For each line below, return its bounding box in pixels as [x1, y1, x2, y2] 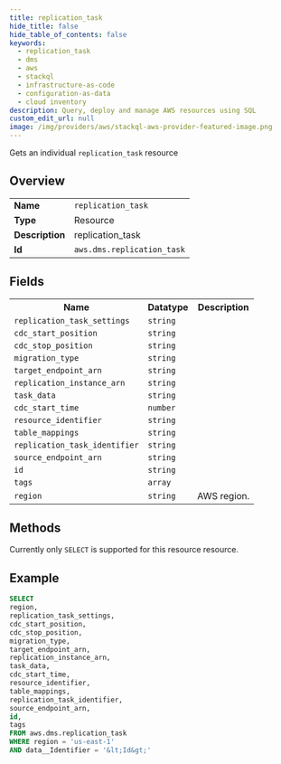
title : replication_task [9, 13, 103, 23]
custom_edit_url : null [9, 114, 95, 123]
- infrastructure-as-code [17, 80, 116, 90]
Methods [9, 521, 61, 536]
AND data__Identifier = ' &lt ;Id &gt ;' [9, 746, 152, 755]
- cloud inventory [17, 97, 88, 107]
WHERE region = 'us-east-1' [9, 738, 116, 747]
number [147, 402, 176, 412]
